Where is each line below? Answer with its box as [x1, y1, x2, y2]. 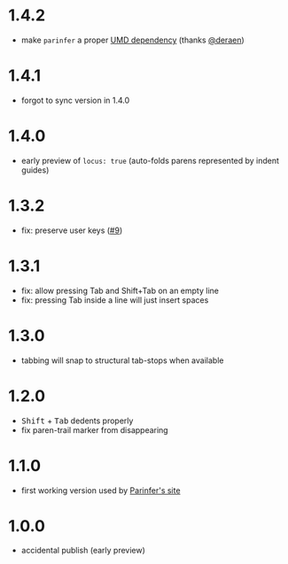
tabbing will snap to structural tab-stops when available [20, 355, 224, 366]
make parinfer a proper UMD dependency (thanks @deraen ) [20, 35, 245, 45]
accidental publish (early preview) [20, 545, 145, 556]
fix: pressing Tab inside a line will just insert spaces [20, 294, 209, 305]
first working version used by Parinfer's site [20, 484, 181, 496]
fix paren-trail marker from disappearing [20, 424, 169, 435]
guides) [20, 165, 50, 175]
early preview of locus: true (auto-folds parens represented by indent [20, 155, 280, 166]
